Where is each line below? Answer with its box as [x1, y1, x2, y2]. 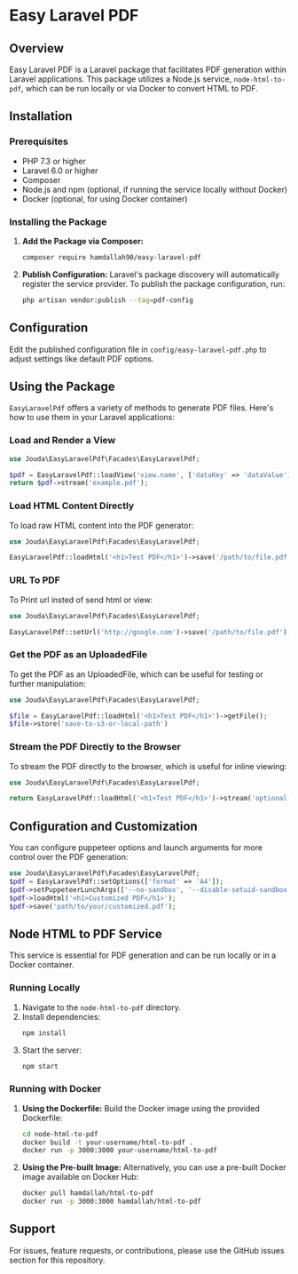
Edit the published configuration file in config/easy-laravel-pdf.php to [9, 344, 267, 354]
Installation [9, 108, 73, 124]
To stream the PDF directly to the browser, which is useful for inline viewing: [9, 760, 287, 771]
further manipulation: [9, 678, 86, 689]
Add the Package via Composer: [21, 235, 144, 246]
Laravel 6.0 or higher [21, 165, 98, 176]
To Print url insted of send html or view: [9, 594, 153, 605]
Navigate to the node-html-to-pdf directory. [21, 1001, 182, 1013]
